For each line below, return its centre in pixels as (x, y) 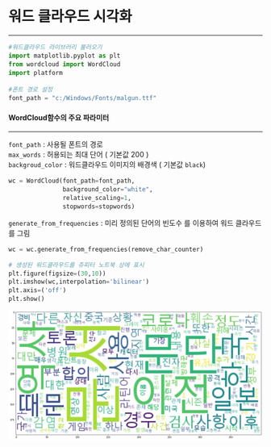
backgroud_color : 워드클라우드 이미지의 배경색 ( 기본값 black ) (107, 165)
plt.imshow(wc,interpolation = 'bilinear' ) (79, 282)
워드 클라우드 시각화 (71, 17)
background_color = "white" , (108, 190)
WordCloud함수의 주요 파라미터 (59, 117)
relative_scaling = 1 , (97, 198)
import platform (35, 73)
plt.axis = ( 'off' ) (38, 290)
